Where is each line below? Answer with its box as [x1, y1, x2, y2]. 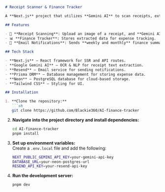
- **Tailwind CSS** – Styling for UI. [5, 81, 84, 86]
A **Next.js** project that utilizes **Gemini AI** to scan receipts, [5, 13, 153, 18]
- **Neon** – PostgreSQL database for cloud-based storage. [5, 76, 131, 81]
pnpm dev [12, 182, 30, 187]
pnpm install [12, 131, 39, 136]
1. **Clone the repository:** [5, 99, 67, 104]
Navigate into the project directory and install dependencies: [12, 117, 139, 123]
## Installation [5, 90, 38, 95]
